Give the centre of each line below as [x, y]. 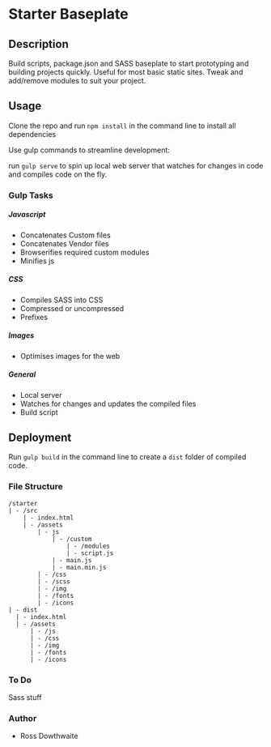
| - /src [23, 510]
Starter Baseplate [68, 14]
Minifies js [37, 261]
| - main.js [72, 560]
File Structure [36, 487]
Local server [41, 395]
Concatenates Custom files [65, 235]
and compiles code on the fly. [58, 174]
